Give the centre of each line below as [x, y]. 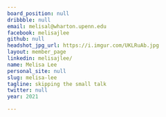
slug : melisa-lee [32, 77]
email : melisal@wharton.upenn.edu [57, 26]
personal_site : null [37, 71]
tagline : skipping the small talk [57, 84]
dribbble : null [29, 20]
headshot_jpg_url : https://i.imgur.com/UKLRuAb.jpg [83, 45]
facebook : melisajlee [38, 33]
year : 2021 [23, 97]
